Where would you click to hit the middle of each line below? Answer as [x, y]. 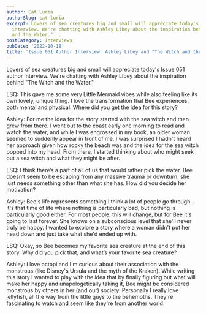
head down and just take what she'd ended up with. [71, 234]
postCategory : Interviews [39, 40]
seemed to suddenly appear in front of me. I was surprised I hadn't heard [99, 138]
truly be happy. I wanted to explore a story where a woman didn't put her [98, 227]
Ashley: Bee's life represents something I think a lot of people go [88, 201]
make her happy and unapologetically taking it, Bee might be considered [98, 284]
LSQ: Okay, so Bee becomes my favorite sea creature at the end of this [96, 246]
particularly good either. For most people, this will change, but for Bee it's [99, 214]
